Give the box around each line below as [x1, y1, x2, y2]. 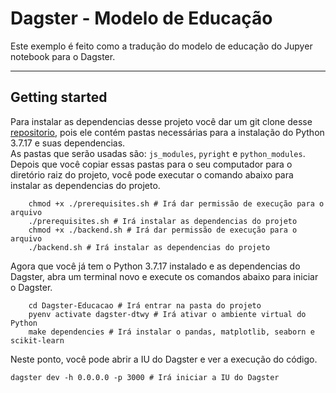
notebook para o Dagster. [10, 50, 116, 62]
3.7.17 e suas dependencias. [10, 137, 126, 149]
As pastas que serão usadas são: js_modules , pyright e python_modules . [10, 147, 306, 159]
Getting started [10, 89, 108, 106]
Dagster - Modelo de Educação [10, 7, 273, 30]
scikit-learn [10, 335, 65, 346]
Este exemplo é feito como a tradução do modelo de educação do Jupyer [10, 40, 313, 52]
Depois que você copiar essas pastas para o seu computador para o [10, 158, 293, 170]
